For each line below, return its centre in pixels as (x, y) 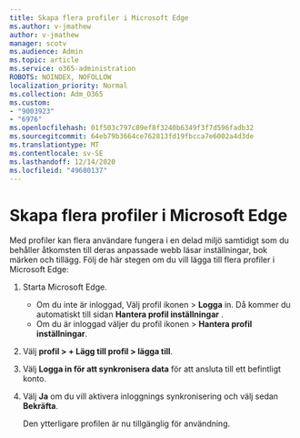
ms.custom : (30, 102)
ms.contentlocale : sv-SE (56, 153)
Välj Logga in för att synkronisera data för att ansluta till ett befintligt (152, 369)
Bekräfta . (40, 406)
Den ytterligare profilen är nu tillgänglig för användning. (126, 423)
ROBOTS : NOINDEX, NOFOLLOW (60, 77)
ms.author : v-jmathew (50, 26)
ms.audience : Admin (46, 52)
